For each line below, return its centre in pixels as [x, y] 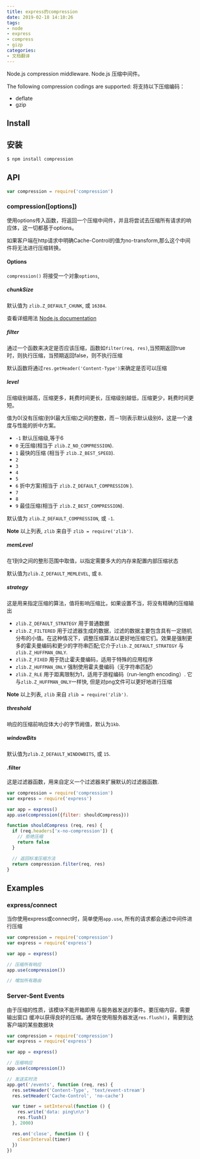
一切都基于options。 [52, 227]
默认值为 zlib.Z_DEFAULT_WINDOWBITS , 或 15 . [59, 754]
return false [34, 842]
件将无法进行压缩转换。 [35, 248]
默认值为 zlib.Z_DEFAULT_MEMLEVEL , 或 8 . [55, 573]
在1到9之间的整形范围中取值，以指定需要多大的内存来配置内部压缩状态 [93, 561]
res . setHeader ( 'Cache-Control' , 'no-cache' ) [68, 1096]
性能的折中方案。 [38, 425]
